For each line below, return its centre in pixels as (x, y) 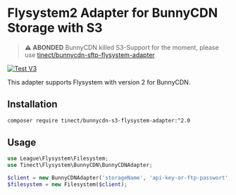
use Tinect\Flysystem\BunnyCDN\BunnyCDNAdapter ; (80, 165)
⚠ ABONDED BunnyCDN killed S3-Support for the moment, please (122, 47)
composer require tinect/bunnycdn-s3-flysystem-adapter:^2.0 (99, 120)
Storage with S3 (55, 28)
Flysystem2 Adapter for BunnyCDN (113, 13)
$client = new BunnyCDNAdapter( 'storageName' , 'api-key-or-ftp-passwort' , (119, 178)
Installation (32, 105)
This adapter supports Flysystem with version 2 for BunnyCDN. (99, 82)
